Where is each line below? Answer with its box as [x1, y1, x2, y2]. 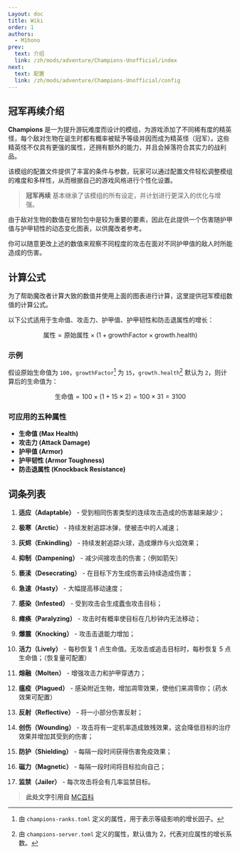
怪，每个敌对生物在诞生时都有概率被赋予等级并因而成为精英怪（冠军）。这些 [8, 134, 230, 143]
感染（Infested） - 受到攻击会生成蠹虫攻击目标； [18, 599, 163, 608]
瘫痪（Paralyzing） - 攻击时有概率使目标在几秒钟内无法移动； [18, 614, 202, 623]
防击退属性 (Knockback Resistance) [18, 465, 126, 474]
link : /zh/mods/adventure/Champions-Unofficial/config [14, 76, 181, 84]
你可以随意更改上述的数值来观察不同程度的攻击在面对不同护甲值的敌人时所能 [8, 240, 233, 248]
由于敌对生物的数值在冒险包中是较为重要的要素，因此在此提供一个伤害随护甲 [8, 215, 233, 224]
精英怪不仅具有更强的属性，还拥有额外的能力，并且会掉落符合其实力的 [8, 143, 214, 152]
